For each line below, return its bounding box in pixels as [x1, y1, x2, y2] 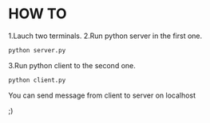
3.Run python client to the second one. [8, 60, 136, 70]
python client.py [8, 76, 66, 84]
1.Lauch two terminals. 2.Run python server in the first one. [8, 31, 203, 40]
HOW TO [8, 5, 67, 23]
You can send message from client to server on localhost [8, 90, 196, 100]
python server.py [8, 46, 66, 54]
